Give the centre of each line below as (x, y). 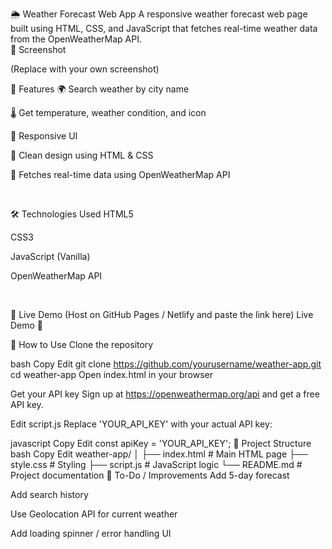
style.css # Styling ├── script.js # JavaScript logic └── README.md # (156, 464)
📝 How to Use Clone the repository (82, 344)
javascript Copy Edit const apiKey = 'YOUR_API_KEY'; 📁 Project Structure (161, 443)
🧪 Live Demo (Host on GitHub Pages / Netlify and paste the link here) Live (162, 314)
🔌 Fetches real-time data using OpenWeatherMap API (120, 174)
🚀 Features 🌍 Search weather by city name (100, 89)
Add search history (49, 494)
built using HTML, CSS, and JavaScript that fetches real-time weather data (164, 28)
